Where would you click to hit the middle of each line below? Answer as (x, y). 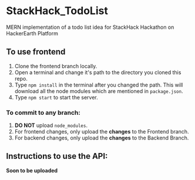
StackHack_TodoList (57, 11)
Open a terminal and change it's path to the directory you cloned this (98, 72)
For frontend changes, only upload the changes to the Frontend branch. (102, 132)
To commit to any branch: (43, 112)
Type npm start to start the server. (56, 97)
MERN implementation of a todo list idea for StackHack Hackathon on (90, 27)
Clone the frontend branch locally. (56, 66)
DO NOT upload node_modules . (51, 125)
